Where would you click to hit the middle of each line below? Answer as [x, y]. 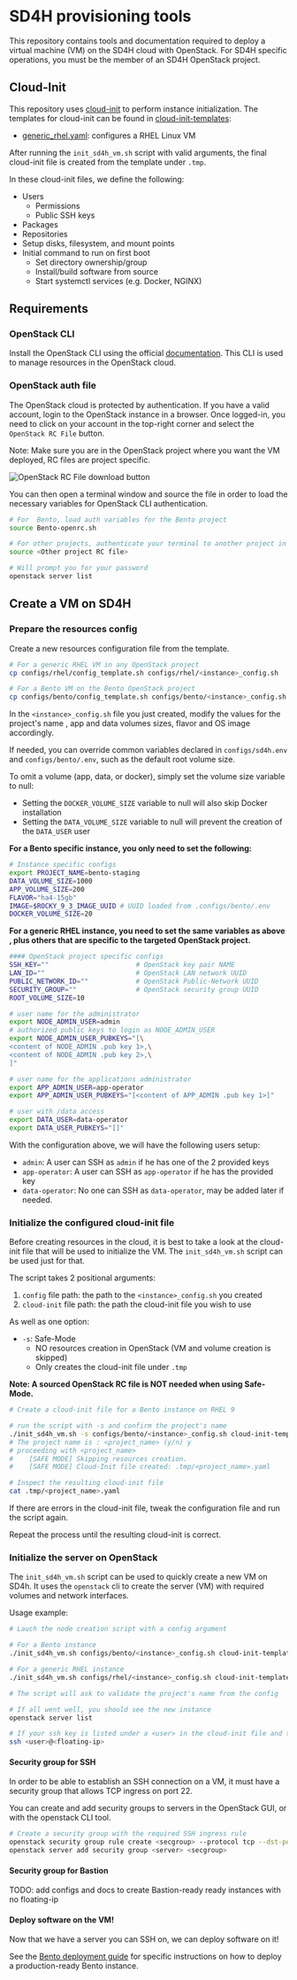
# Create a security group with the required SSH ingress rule [128, 1834]
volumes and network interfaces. [69, 1596]
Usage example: [39, 1613]
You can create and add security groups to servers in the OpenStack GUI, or [148, 1808]
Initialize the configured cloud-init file [92, 1222]
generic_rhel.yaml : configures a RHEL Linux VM [109, 135]
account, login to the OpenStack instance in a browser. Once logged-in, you [147, 414]
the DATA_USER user [56, 831]
